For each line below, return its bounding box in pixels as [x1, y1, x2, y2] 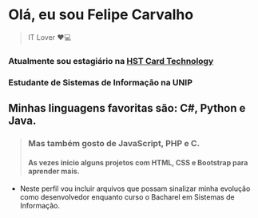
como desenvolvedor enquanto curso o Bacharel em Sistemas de [19, 192, 235, 202]
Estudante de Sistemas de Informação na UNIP [8, 77, 193, 88]
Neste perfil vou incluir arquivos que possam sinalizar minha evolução [19, 184, 251, 193]
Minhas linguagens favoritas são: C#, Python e [8, 101, 246, 115]
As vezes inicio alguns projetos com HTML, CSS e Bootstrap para [27, 157, 248, 167]
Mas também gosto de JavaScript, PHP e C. [27, 138, 200, 149]
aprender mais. [27, 166, 80, 176]
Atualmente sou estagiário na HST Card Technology [8, 55, 214, 66]
